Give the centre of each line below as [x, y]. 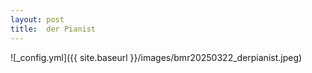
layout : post [37, 19]
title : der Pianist [53, 29]
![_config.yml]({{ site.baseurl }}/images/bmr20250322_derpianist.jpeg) [156, 57]
